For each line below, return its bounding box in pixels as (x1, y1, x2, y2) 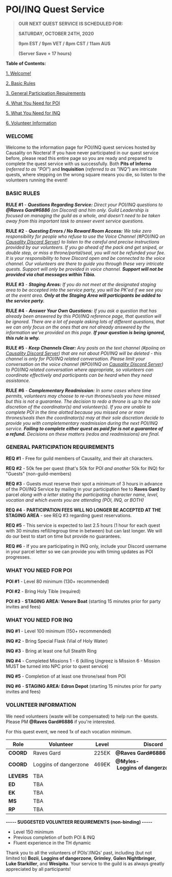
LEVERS (8, 772, 29, 780)
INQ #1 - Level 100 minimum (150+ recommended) (6, 628, 112, 634)
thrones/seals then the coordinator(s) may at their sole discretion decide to (6, 414, 164, 421)
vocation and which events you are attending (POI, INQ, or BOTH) (6, 497, 144, 503)
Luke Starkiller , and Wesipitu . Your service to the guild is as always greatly (6, 860, 165, 867)
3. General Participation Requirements (6, 90, 86, 96)
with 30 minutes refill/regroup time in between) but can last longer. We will (6, 527, 162, 534)
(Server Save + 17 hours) (18, 50, 72, 56)
